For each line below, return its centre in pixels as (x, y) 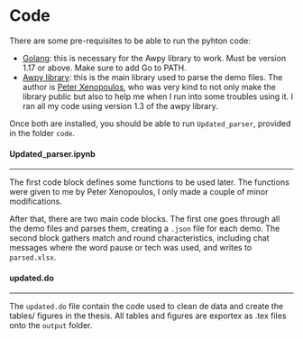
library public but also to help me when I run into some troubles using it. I (157, 96)
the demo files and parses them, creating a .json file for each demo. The (145, 229)
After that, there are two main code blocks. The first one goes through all (145, 219)
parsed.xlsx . (33, 257)
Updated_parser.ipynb (53, 153)
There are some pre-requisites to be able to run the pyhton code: (130, 41)
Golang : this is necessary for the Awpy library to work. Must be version (154, 58)
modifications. (36, 202)
